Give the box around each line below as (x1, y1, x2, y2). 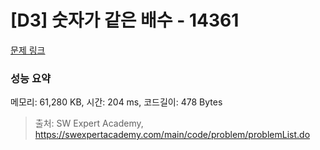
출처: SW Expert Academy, (34, 117, 144, 130)
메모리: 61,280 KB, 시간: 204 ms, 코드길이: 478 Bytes (10, 96, 223, 108)
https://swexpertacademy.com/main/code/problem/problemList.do (34, 129, 311, 141)
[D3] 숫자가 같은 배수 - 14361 (10, 9, 240, 32)
